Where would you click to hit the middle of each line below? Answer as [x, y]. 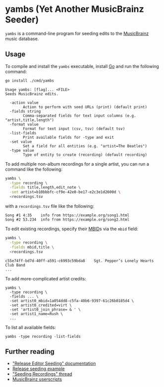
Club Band [15, 265]
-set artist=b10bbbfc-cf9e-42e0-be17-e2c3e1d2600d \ [65, 192]
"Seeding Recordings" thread [42, 374]
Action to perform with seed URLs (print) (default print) [85, 107]
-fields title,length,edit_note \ [45, 188]
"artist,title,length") [30, 120]
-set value [21, 142]
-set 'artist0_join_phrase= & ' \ [45, 309]
